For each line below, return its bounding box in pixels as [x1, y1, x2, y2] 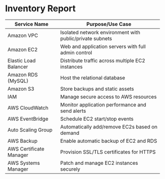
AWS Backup [7, 137, 38, 144]
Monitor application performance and [60, 101, 146, 108]
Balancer [7, 63, 28, 70]
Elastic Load [7, 57, 36, 64]
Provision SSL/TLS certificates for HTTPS [60, 148, 156, 155]
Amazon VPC [7, 32, 38, 39]
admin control [60, 49, 92, 56]
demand [60, 129, 80, 136]
